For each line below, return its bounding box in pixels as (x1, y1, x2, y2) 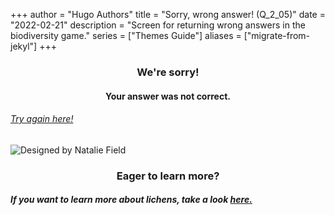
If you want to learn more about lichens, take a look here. (10, 194, 253, 206)
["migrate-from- (243, 30, 311, 41)
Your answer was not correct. (104, 90, 232, 102)
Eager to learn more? (116, 169, 220, 183)
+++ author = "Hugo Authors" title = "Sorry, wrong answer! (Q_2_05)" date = (10, 9, 326, 20)
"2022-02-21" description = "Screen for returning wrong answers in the (10, 19, 306, 31)
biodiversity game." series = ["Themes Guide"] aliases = (10, 30, 242, 41)
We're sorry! (136, 65, 200, 79)
